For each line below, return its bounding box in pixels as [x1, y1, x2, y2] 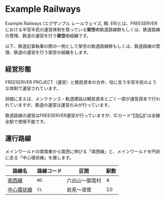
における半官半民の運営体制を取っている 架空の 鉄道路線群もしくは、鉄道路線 [5, 26, 161, 33]
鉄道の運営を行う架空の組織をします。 [13, 49, 91, 55]
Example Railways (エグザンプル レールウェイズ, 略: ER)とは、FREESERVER [5, 20, 158, 26]
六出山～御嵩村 [66, 177, 102, 184]
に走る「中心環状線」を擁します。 [5, 154, 74, 161]
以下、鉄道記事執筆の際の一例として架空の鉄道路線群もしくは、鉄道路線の [5, 43, 156, 49]
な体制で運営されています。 [5, 85, 61, 91]
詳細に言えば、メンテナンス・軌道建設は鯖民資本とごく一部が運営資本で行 [5, 96, 156, 101]
